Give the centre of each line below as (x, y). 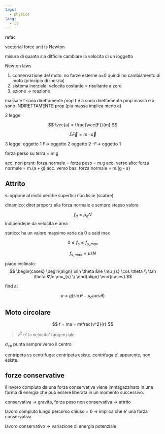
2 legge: (14, 116)
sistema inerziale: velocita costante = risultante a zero (67, 86)
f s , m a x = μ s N (83, 254)
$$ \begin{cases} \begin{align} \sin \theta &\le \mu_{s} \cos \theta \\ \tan (83, 271)
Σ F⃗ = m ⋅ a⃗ (83, 134)
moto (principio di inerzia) (38, 81)
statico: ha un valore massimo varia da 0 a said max (58, 233)
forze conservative (35, 375)
